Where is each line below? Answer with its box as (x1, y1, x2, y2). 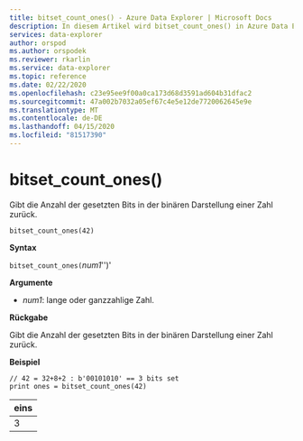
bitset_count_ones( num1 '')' (9, 259, 112, 271)
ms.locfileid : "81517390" (9, 131, 106, 140)
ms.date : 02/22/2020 (9, 80, 87, 89)
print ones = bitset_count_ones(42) (9, 381, 147, 390)
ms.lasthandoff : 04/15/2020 (9, 123, 115, 132)
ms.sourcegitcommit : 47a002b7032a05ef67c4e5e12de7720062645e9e (9, 96, 252, 106)
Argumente (9, 277, 53, 288)
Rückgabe (9, 312, 49, 323)
